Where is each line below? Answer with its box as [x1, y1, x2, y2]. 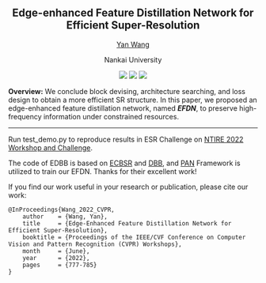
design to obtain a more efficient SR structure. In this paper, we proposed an [8, 95, 257, 104]
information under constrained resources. [43, 111, 180, 121]
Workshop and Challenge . [8, 142, 93, 153]
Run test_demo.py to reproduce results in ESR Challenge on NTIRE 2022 [8, 134, 244, 144]
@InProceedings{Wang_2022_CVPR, [8, 206, 115, 213]
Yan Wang [116, 40, 150, 49]
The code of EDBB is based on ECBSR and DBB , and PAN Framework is [8, 158, 241, 168]
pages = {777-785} [22, 261, 97, 269]
